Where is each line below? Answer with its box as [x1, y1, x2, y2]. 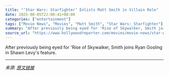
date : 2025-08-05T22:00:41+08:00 [5, 12, 75, 17]
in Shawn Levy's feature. [5, 49, 57, 55]
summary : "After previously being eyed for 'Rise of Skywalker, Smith [5, 26, 156, 31]
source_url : [5, 30, 30, 35]
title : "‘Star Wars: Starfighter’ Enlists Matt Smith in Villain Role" [5, 7, 158, 12]
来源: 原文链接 [5, 64, 34, 70]
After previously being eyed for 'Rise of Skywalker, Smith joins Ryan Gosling [5, 44, 162, 50]
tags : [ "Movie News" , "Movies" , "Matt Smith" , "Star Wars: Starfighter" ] [5, 21, 163, 26]
